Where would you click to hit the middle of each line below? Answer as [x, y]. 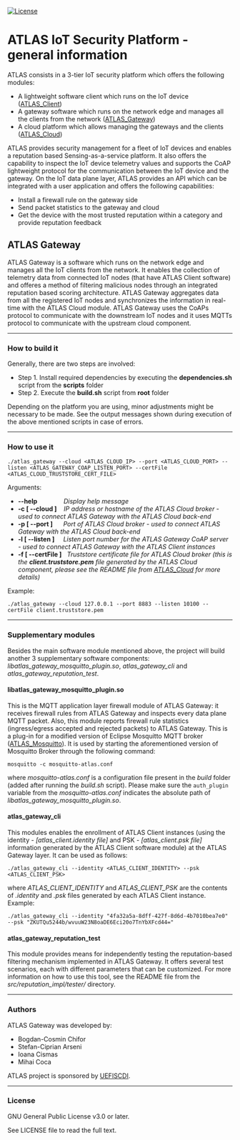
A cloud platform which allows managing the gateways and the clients [120, 126]
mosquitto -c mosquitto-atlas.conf [60, 764]
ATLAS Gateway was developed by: [60, 1025]
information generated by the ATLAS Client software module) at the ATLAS [117, 848]
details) [29, 577]
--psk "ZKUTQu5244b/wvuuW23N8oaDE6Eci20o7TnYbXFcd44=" [91, 922]
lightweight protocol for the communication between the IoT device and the [118, 171]
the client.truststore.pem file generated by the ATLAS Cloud [107, 562]
